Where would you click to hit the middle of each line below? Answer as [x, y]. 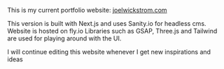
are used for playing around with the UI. [64, 38]
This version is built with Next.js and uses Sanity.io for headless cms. [107, 23]
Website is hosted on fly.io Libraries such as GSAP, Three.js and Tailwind [112, 31]
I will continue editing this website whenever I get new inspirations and [109, 52]
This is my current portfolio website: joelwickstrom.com [87, 10]
